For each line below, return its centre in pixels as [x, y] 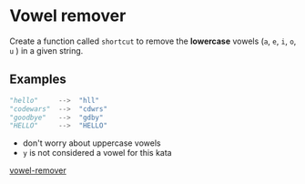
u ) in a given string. [46, 50]
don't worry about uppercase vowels [91, 143]
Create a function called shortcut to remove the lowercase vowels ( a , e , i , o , [153, 41]
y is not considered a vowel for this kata [97, 153]
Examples [38, 80]
